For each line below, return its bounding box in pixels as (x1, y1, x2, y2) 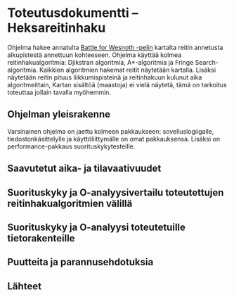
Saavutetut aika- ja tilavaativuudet (7, 163, 162, 175)
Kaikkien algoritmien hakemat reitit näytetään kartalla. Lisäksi (39, 65, 216, 74)
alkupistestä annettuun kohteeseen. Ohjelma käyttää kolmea (7, 51, 182, 59)
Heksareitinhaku (7, 20, 106, 36)
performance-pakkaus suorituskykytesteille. (7, 142, 136, 151)
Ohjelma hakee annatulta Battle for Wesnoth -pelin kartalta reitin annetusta (7, 43, 223, 51)
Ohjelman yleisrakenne (7, 108, 111, 120)
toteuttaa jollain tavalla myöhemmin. (7, 88, 111, 96)
